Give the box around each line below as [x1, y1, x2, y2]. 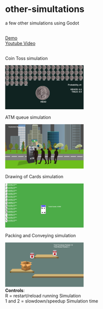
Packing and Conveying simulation [5, 233, 76, 239]
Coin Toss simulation [5, 55, 48, 61]
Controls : [5, 287, 25, 293]
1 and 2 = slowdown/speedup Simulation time [5, 298, 99, 304]
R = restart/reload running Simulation [5, 293, 81, 299]
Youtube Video [5, 40, 36, 46]
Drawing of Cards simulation [5, 173, 64, 179]
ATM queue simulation [5, 114, 51, 120]
